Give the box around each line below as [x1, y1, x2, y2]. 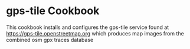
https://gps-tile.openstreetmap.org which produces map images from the [6, 30, 184, 37]
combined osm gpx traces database [6, 36, 94, 43]
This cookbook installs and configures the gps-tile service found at [6, 24, 169, 31]
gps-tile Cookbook [6, 4, 100, 18]
